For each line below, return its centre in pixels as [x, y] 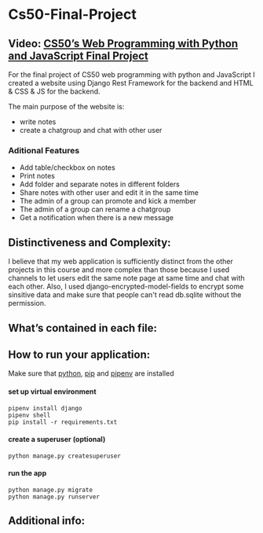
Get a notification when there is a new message [97, 218]
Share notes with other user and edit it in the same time [109, 193]
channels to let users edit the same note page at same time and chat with [126, 278]
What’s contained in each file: [83, 328]
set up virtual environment [52, 391]
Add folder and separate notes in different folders [100, 184]
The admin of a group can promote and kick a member [108, 201]
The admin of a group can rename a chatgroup [95, 209]
